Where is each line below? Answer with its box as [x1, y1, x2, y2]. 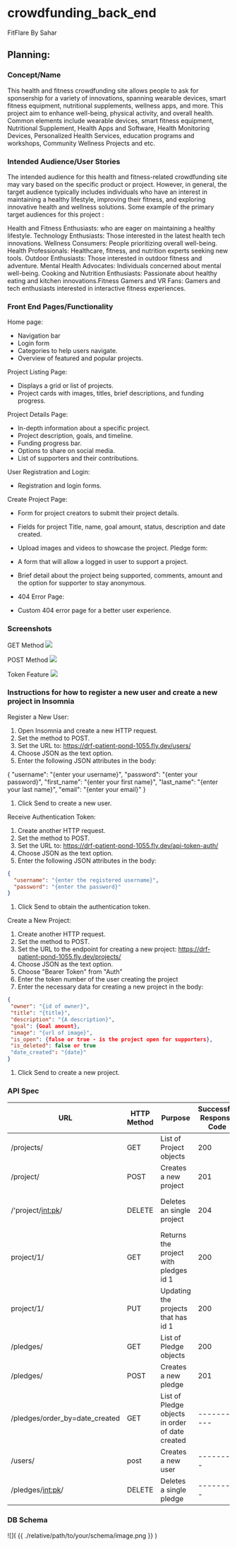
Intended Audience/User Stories [7, 156, 121, 166]
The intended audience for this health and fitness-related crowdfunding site [7, 172, 228, 181]
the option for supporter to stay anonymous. [17, 579, 147, 587]
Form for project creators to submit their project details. [17, 509, 179, 517]
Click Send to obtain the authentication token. [17, 902, 150, 911]
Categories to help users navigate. [17, 347, 118, 355]
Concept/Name [7, 70, 61, 80]
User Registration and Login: [7, 468, 90, 476]
